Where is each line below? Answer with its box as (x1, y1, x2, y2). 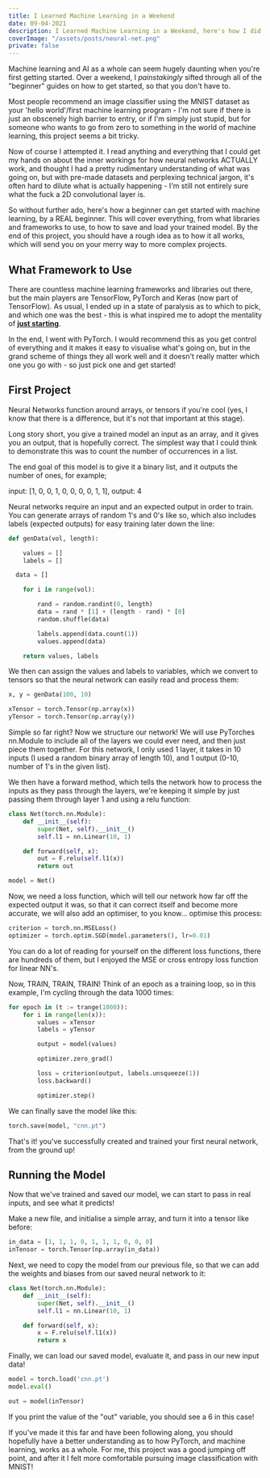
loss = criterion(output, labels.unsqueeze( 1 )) (37, 1070, 200, 1078)
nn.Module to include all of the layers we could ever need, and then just (8, 736, 246, 745)
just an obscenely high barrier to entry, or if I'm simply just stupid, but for (8, 114, 251, 124)
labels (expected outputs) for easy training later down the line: (8, 518, 215, 529)
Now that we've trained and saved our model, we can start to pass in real (8, 1190, 251, 1200)
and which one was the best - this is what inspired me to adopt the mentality (8, 310, 263, 320)
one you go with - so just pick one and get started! (8, 360, 177, 370)
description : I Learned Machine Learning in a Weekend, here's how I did (8, 27, 262, 35)
